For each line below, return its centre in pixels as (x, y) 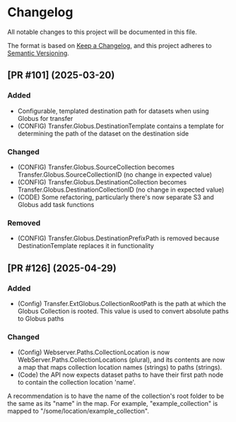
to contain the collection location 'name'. (77, 382)
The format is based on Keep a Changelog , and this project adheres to (110, 45)
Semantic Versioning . (38, 53)
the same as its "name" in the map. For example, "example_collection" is (113, 404)
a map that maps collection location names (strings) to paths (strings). (120, 368)
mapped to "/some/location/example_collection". (78, 411)
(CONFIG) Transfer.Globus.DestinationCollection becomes (102, 182)
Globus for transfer (45, 118)
